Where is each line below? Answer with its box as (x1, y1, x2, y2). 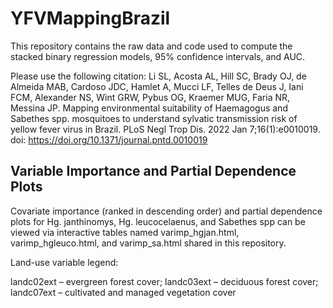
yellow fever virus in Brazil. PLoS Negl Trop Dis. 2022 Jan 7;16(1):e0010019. (10, 123, 321, 135)
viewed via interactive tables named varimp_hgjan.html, (10, 226, 240, 238)
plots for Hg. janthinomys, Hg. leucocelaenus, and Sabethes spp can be (10, 215, 306, 227)
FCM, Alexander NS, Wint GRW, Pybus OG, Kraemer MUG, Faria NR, (10, 91, 291, 103)
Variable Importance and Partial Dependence (10, 163, 297, 180)
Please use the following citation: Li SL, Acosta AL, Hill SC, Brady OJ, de (10, 70, 307, 82)
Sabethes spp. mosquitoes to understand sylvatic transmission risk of (10, 112, 298, 124)
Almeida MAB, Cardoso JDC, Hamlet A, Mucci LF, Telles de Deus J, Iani (10, 80, 304, 92)
